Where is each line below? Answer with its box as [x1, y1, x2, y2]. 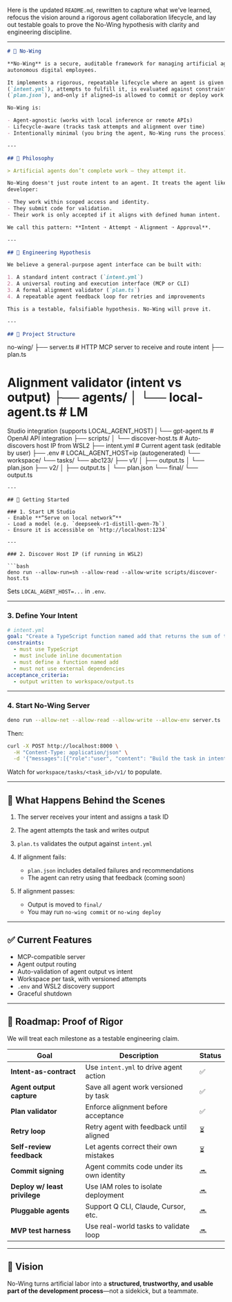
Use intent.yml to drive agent [85, 1062, 183, 1072]
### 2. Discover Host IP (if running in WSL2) [7, 551, 144, 558]
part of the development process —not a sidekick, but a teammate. [7, 1286, 199, 1295]
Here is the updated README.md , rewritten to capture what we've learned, [7, 6, 212, 14]
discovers [7, 442, 35, 450]
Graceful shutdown [17, 989, 72, 998]
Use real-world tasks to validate [85, 1221, 190, 1231]
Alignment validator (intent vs [7, 375, 182, 390]
